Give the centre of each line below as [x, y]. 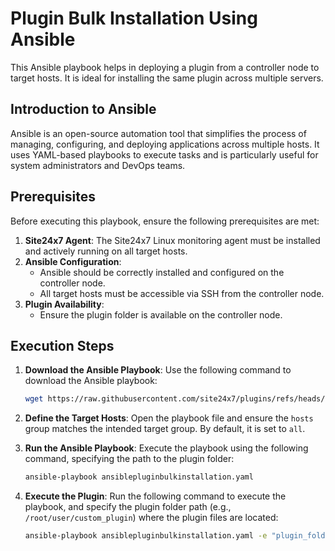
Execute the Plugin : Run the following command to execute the [155, 496]
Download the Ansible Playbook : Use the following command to [158, 370]
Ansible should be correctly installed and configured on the [162, 272]
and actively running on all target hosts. [106, 251]
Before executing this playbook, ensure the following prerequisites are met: [165, 221]
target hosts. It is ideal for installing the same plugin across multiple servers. [167, 78]
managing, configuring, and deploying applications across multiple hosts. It [165, 144]
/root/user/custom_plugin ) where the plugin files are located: [151, 518]
